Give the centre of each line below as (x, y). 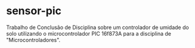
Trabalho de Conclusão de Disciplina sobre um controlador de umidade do (97, 27)
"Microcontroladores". (33, 40)
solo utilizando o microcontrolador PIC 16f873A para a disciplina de (89, 33)
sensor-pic (34, 11)
